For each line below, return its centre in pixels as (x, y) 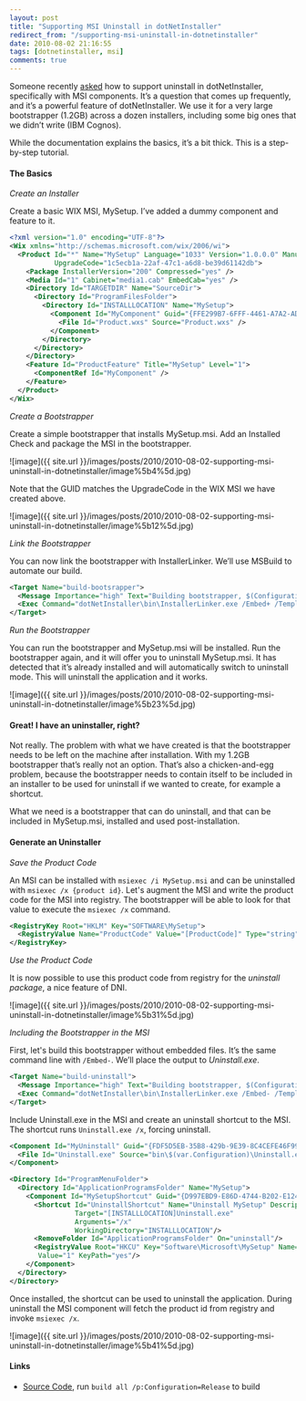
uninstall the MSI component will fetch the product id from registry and (142, 1308)
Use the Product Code (51, 960)
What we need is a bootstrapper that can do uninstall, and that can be (140, 812)
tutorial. (55, 152)
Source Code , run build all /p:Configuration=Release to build (142, 1386)
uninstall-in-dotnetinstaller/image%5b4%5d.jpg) (100, 471)
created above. (38, 498)
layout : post (34, 18)
